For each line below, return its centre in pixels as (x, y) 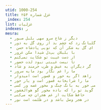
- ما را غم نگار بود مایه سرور (43, 71)
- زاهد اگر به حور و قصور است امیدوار (51, 76)
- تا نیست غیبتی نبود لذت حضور (43, 62)
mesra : (12, 33)
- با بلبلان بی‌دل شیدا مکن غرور (43, 52)
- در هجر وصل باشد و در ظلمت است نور (49, 99)
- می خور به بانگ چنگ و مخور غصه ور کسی (53, 85)
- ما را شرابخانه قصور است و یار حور (49, 81)
